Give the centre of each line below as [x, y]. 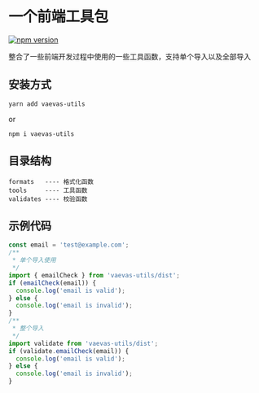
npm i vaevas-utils [42, 134]
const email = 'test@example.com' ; [69, 245]
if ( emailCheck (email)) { [52, 283]
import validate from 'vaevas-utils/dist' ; [83, 343]
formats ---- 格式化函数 [51, 181]
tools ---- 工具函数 [48, 190]
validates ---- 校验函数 [48, 199]
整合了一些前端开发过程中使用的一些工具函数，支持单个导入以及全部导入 [129, 56]
